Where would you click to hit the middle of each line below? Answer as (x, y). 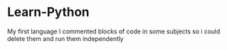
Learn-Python (49, 12)
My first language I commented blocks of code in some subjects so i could (114, 31)
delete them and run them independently (65, 38)
